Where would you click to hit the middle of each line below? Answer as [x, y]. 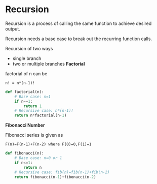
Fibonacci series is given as [34, 135]
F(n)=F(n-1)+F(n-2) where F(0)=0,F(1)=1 [49, 144]
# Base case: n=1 [33, 97]
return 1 [33, 106]
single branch [27, 58]
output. [13, 28]
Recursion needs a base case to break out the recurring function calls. [79, 39]
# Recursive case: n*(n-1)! [44, 111]
